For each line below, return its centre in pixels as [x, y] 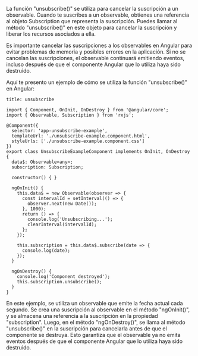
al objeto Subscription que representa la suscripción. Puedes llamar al [92, 21]
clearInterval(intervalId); [62, 224]
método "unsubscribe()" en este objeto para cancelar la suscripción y [92, 27]
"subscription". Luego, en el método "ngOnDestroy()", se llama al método [96, 322]
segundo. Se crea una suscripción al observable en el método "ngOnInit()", [98, 310]
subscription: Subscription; [48, 167]
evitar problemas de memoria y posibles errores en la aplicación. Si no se [96, 52]
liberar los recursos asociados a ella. [51, 34]
